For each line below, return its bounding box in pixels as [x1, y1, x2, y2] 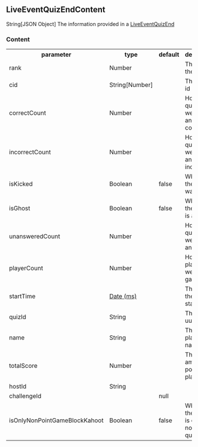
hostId [9, 383, 27, 391]
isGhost [9, 204, 31, 212]
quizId [9, 313, 27, 321]
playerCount [9, 264, 43, 273]
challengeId [9, 392, 42, 400]
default [159, 50, 180, 59]
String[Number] [109, 81, 153, 89]
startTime [9, 292, 36, 300]
